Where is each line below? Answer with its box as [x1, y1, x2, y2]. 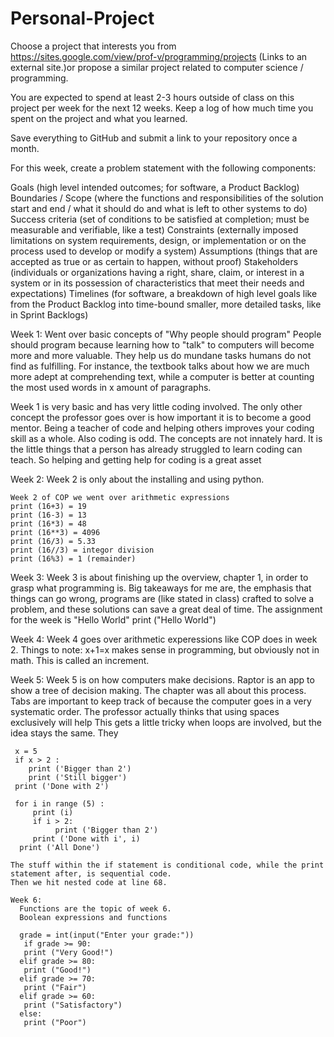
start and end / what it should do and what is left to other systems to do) [10, 202, 308, 214]
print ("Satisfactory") [23, 1000, 123, 1010]
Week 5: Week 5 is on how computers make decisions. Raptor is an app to [10, 673, 315, 686]
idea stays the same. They [10, 727, 119, 739]
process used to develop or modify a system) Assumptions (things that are [10, 245, 318, 257]
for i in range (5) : [14, 798, 105, 809]
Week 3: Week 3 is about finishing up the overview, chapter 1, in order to [10, 571, 309, 583]
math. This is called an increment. [10, 654, 150, 666]
